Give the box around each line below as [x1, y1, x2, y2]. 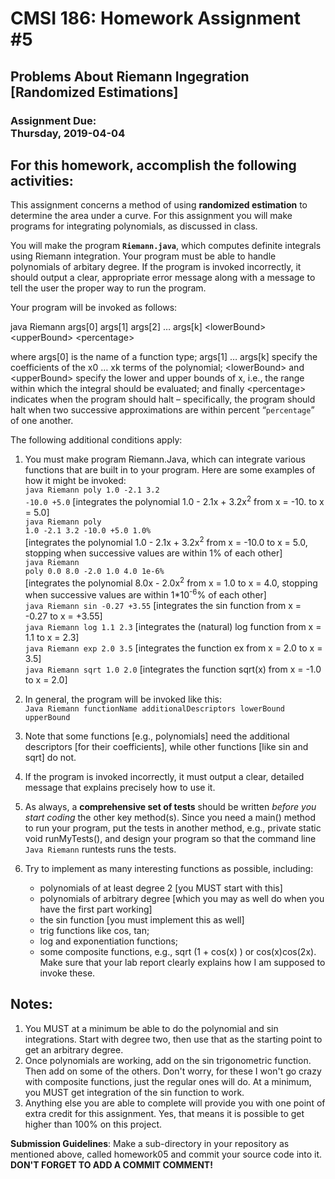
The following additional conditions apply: [10, 434, 183, 446]
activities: [10, 172, 74, 189]
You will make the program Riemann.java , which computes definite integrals [10, 240, 322, 252]
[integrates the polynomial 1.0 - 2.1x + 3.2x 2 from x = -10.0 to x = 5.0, [24, 534, 308, 548]
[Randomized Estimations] [10, 83, 179, 101]
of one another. [10, 415, 74, 427]
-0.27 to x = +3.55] [24, 610, 103, 622]
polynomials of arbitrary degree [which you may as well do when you [39, 892, 325, 904]
